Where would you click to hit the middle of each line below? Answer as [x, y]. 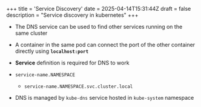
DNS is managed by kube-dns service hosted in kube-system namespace [104, 98]
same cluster [31, 33]
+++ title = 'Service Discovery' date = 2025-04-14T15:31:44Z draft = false [99, 9]
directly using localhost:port [52, 51]
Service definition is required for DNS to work [72, 63]
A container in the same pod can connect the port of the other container [105, 45]
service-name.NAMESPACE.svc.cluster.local [78, 87]
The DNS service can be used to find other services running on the [99, 27]
